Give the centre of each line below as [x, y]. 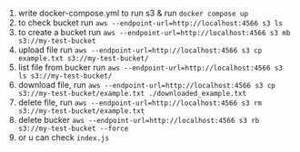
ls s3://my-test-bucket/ [65, 76]
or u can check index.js [64, 138]
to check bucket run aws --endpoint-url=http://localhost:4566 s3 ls [150, 23]
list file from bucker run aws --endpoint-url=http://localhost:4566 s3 [150, 67]
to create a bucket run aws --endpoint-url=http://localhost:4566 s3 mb [154, 32]
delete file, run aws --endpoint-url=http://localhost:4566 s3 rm [140, 102]
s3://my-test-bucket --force [73, 128]
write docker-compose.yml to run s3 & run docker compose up [133, 13]
